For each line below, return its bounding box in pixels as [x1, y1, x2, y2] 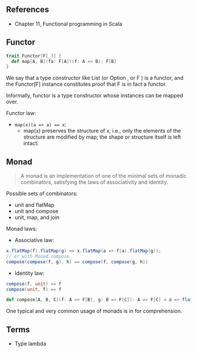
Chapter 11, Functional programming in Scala [14, 20, 123, 27]
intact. [23, 140, 39, 147]
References [6, 5, 49, 15]
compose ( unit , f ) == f [6, 286, 62, 293]
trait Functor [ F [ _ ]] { [6, 53, 62, 59]
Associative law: [14, 237, 55, 244]
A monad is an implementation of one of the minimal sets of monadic [20, 173, 187, 180]
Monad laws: [6, 226, 37, 233]
